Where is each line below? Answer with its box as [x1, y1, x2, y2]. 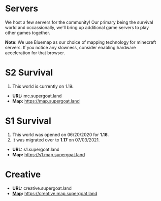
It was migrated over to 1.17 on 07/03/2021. [12, 136, 100, 143]
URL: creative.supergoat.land [12, 185, 72, 191]
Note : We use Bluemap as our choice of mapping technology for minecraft [5, 39, 156, 45]
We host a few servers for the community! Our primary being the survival [5, 19, 154, 25]
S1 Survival [5, 115, 52, 127]
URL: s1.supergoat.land [12, 146, 60, 152]
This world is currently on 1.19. [12, 83, 74, 89]
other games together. [5, 30, 50, 35]
